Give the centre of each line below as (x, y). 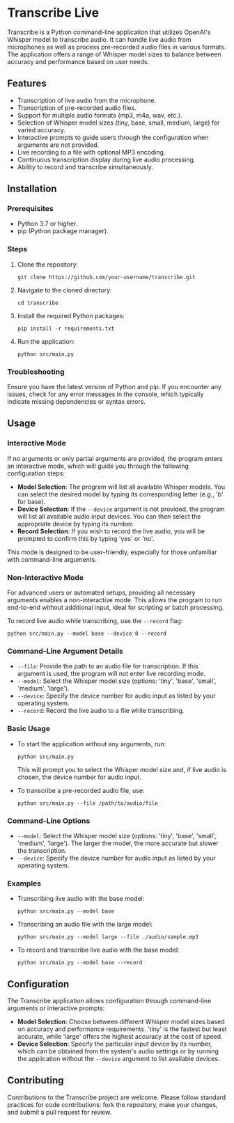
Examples (24, 884)
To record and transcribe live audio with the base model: (98, 950)
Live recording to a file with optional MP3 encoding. (91, 152)
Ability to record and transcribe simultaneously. (85, 167)
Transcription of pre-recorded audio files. (77, 108)
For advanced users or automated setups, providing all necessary (101, 592)
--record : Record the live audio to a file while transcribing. (101, 711)
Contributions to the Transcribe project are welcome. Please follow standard (117, 1097)
